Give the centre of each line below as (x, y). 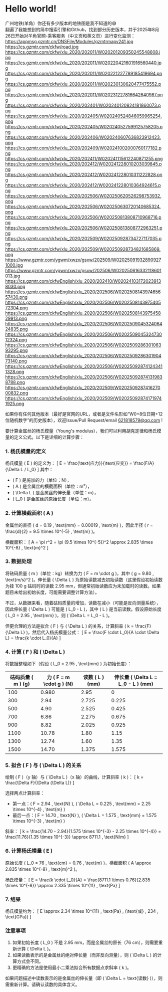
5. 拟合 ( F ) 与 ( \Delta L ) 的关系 (43, 765)
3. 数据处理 (18, 561)
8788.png (15, 382)
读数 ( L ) (93, 677)
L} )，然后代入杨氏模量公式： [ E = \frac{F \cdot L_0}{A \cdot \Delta (90, 632)
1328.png (15, 371)
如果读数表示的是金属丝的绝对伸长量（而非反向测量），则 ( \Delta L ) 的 (85, 955)
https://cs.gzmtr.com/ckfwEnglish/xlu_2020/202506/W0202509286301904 (83, 355)
